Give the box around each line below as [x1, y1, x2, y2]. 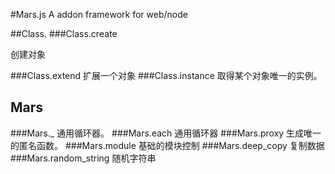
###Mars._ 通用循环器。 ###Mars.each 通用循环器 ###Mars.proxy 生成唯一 [10, 127, 322, 139]
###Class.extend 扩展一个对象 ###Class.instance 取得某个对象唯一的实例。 [10, 70, 323, 81]
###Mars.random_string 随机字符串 [10, 152, 157, 164]
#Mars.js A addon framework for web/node [10, 9, 188, 20]
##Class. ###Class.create [10, 28, 118, 39]
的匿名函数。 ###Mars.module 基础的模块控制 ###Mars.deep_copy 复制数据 [10, 139, 325, 151]
